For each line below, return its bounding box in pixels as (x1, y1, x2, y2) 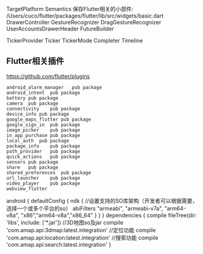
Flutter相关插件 (6, 56, 65, 66)
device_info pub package (6, 111, 69, 117)
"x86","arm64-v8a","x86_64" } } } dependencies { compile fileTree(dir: (20, 211, 197, 219)
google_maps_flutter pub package (6, 116, 91, 122)
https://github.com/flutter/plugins (6, 72, 90, 80)
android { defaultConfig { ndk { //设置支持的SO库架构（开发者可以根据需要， (6, 197, 198, 204)
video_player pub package (6, 180, 80, 186)
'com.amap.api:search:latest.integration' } (6, 241, 112, 248)
